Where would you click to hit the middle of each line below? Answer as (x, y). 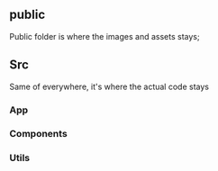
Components (38, 134)
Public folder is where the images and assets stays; (104, 36)
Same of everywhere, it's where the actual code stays (109, 86)
